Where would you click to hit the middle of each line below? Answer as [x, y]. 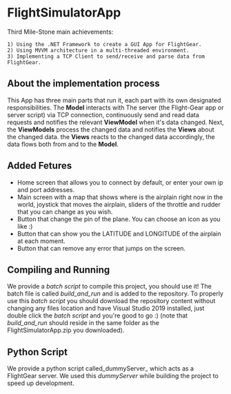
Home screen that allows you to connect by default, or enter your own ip [120, 182]
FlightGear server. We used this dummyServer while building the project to [113, 376]
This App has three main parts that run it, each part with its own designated [114, 100]
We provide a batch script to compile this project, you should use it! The [110, 287]
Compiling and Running [59, 270]
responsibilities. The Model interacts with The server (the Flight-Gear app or [115, 107]
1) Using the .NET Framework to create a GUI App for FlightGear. [104, 44]
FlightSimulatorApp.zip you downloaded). [66, 330]
